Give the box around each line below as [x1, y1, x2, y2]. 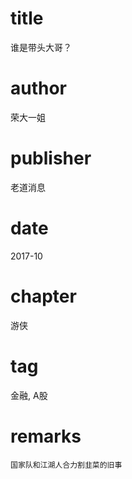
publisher [10, 147, 92, 170]
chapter [10, 285, 77, 307]
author [10, 77, 68, 100]
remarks [10, 425, 82, 447]
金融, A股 [10, 389, 48, 401]
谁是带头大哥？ [10, 41, 72, 53]
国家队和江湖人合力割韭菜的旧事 [10, 460, 123, 470]
